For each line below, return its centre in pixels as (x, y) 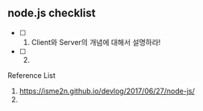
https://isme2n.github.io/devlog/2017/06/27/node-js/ (107, 91)
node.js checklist (52, 13)
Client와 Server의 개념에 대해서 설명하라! (96, 42)
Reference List (31, 75)
